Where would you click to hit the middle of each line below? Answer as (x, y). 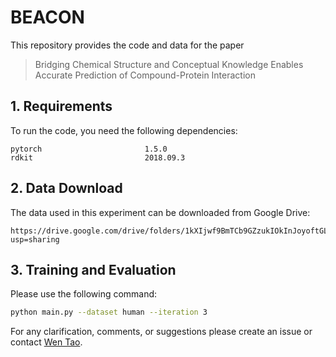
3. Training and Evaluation (93, 269)
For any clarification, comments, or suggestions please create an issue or (161, 332)
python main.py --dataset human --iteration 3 (109, 312)
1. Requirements (61, 106)
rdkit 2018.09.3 (98, 157)
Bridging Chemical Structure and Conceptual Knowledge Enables (169, 64)
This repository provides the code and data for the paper (127, 45)
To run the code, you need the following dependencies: (124, 130)
